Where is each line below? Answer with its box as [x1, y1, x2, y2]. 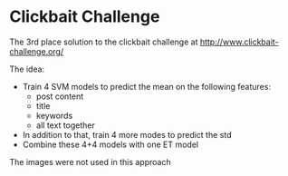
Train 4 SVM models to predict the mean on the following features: [22, 81, 272, 92]
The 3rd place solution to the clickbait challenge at [9, 36, 198, 47]
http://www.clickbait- [199, 36, 279, 47]
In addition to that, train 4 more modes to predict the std [22, 129, 232, 140]
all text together [35, 120, 95, 131]
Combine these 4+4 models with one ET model [22, 139, 199, 150]
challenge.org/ [9, 45, 64, 56]
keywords [35, 110, 73, 121]
